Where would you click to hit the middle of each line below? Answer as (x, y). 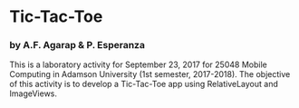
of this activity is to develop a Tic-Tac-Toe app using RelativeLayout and (144, 84)
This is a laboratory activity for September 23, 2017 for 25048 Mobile (138, 64)
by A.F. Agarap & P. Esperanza (77, 45)
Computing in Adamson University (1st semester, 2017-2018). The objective (150, 74)
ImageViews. (33, 93)
